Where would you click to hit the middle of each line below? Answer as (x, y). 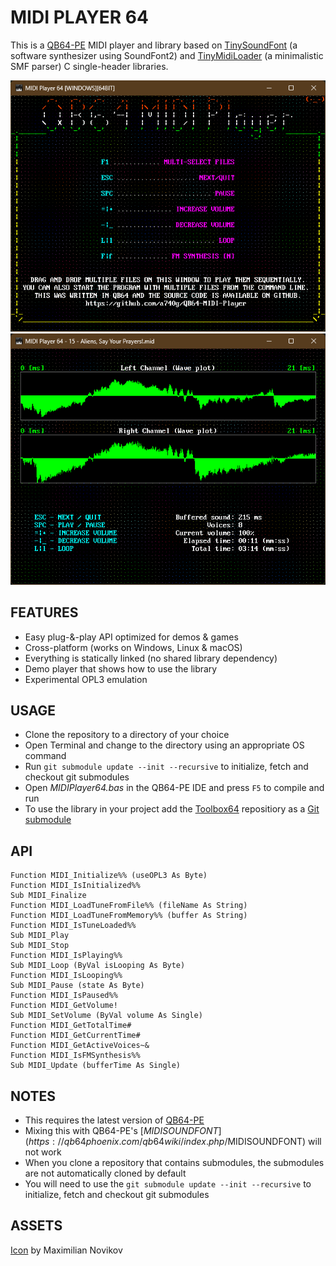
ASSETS (36, 1226)
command (45, 756)
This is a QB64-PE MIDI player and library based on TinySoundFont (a (154, 45)
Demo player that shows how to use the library (121, 668)
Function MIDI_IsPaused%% (64, 996)
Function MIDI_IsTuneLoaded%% (73, 926)
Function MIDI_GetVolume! (64, 1006)
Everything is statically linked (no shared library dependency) (151, 658)
